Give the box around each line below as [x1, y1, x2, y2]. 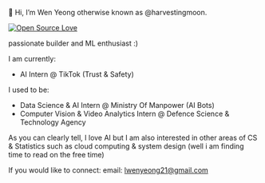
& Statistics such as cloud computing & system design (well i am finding [8, 141, 244, 151]
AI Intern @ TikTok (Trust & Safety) [19, 70, 134, 79]
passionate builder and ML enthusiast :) [8, 38, 138, 48]
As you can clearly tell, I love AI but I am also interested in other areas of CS [8, 133, 258, 142]
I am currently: [8, 54, 56, 63]
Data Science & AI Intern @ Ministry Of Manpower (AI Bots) [19, 101, 216, 109]
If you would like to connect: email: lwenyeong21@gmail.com [8, 165, 209, 175]
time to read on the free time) [8, 150, 105, 159]
